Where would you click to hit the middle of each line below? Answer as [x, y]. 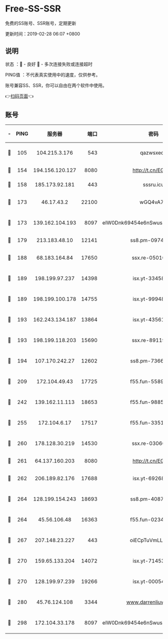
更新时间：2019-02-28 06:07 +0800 [43, 33]
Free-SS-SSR [33, 9]
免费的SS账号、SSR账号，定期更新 [41, 23]
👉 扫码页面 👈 [19, 96]
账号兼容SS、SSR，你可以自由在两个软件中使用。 [56, 85]
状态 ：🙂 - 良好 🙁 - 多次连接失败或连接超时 [49, 64]
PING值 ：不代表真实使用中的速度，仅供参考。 [53, 74]
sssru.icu [153, 184]
